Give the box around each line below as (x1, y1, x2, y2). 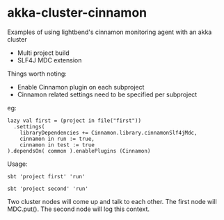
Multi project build (17, 49, 70, 57)
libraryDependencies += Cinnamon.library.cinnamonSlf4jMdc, (19, 129, 198, 136)
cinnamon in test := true (19, 141, 95, 149)
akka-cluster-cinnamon (7, 5, 147, 21)
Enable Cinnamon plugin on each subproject (17, 83, 145, 91)
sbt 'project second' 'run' (7, 185, 89, 192)
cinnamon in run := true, (19, 135, 95, 142)
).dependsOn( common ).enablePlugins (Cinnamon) (7, 147, 151, 154)
